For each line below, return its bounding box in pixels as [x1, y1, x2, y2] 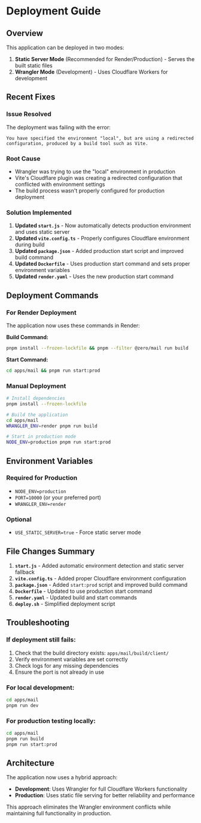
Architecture [6, 758, 55, 768]
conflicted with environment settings [14, 180, 105, 188]
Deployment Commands [6, 290, 99, 300]
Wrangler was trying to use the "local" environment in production [14, 168, 175, 175]
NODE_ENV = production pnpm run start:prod [6, 439, 111, 445]
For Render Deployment [6, 308, 77, 316]
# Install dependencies [6, 396, 66, 402]
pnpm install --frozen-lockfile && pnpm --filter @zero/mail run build [6, 345, 188, 351]
